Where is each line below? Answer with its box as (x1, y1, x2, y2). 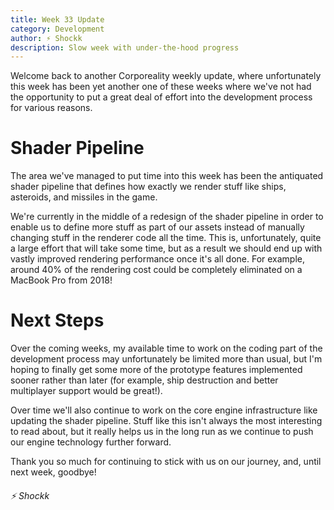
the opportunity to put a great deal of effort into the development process (10, 91, 313, 103)
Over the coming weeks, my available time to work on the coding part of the (10, 342, 323, 355)
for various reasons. (10, 102, 93, 114)
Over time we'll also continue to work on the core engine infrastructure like (10, 404, 318, 416)
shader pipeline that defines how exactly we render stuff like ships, (10, 181, 287, 193)
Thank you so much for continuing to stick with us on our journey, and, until (10, 456, 322, 468)
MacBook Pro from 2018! (10, 274, 113, 286)
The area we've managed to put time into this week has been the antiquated (10, 170, 324, 182)
